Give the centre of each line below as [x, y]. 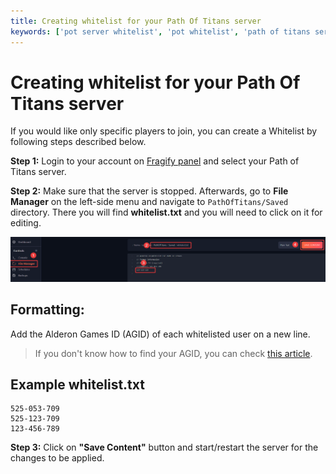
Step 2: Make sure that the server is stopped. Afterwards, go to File [149, 191]
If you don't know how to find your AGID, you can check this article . [173, 353]
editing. [26, 223]
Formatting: [47, 310]
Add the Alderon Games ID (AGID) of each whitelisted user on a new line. [160, 334]
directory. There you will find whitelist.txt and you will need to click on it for [166, 212]
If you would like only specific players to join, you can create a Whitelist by [164, 131]
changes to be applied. [57, 458]
